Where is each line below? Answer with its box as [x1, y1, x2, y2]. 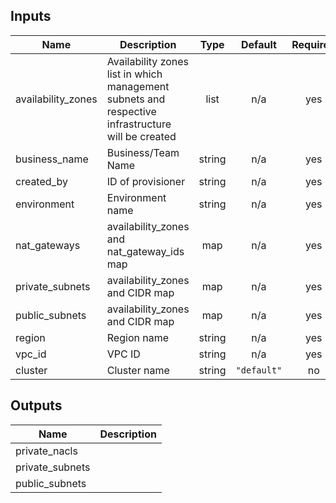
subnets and [106, 92, 166, 106]
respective [106, 104, 157, 118]
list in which [106, 67, 163, 81]
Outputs [10, 397, 63, 414]
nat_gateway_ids [106, 244, 185, 258]
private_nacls [15, 444, 78, 458]
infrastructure [106, 117, 172, 131]
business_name [15, 152, 89, 166]
